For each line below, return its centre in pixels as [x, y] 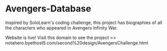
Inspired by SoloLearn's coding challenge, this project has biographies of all [84, 22]
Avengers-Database [48, 9]
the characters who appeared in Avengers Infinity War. [61, 27]
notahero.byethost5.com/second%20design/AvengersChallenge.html [77, 42]
